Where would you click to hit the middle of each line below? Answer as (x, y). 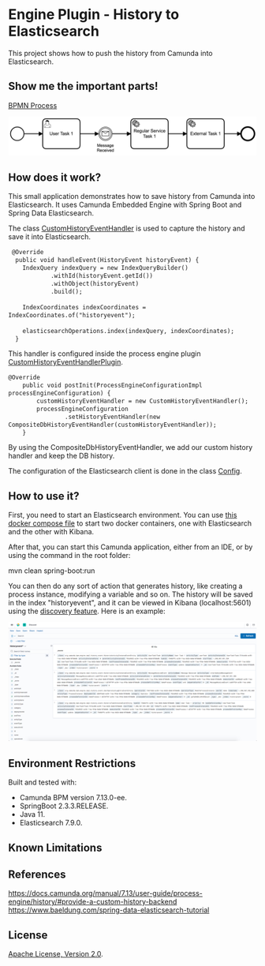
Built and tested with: (43, 782)
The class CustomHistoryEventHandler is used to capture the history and (127, 228)
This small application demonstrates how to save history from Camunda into (132, 197)
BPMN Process (33, 105)
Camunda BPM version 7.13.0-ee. (73, 798)
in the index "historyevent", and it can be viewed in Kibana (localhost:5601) (130, 603)
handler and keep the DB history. (62, 456)
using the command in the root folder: (69, 556)
